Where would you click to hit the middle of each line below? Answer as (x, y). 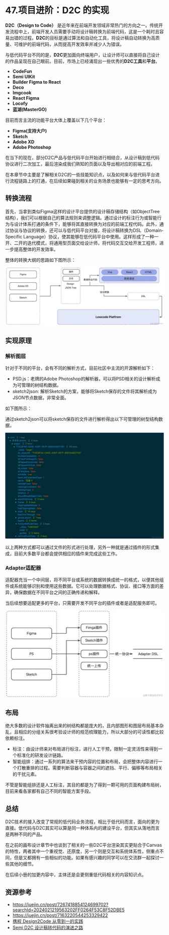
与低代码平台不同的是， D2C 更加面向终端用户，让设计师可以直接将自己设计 (82, 55)
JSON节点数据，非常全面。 (41, 398)
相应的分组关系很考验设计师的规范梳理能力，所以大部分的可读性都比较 (91, 732)
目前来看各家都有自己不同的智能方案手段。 (49, 791)
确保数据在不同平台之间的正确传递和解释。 (58, 592)
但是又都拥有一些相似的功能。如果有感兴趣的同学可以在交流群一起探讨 (87, 858)
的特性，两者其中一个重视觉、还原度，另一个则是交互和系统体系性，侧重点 (82, 851)
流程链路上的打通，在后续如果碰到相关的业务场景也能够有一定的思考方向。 (87, 181)
